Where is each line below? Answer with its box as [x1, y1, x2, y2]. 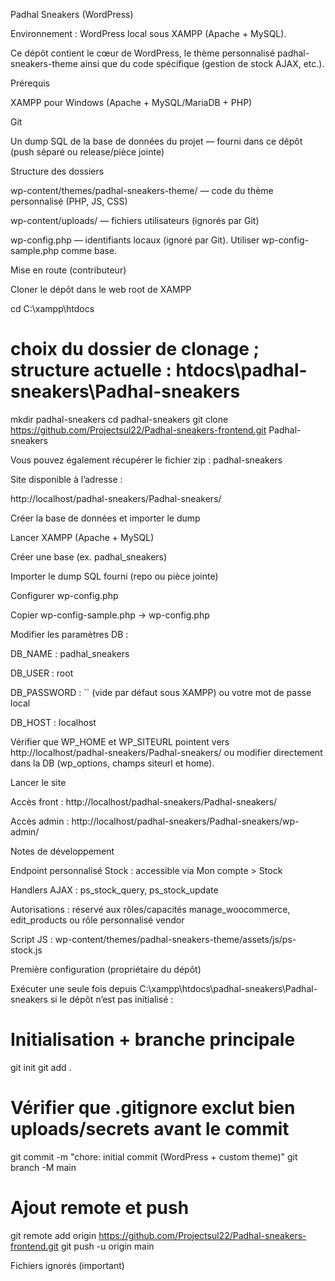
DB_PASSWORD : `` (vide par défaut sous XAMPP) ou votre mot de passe [10, 686, 312, 698]
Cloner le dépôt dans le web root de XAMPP [10, 284, 192, 295]
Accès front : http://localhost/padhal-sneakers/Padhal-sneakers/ [10, 795, 278, 808]
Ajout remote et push [10, 1197, 190, 1219]
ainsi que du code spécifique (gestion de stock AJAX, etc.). [79, 58, 325, 69]
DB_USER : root [10, 667, 74, 679]
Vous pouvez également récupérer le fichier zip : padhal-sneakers [10, 454, 283, 466]
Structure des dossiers [10, 165, 105, 177]
